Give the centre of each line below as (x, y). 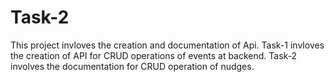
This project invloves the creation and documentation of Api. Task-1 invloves (167, 45)
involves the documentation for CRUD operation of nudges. (132, 66)
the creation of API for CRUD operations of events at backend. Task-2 (154, 55)
